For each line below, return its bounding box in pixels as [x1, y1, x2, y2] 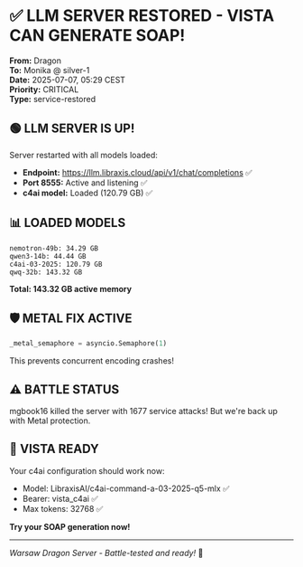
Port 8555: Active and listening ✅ [22, 177, 148, 188]
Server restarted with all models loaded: [9, 149, 158, 160]
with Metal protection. [9, 415, 91, 426]
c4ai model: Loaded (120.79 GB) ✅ [22, 187, 153, 198]
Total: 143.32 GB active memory [9, 283, 133, 294]
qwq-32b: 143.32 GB [9, 268, 83, 277]
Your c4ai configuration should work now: [9, 465, 165, 476]
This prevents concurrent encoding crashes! [9, 355, 174, 366]
